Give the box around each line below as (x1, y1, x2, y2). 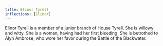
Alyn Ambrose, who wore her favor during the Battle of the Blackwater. (5, 35, 147, 41)
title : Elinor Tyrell (5, 7, 49, 12)
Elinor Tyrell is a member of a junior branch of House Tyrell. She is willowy (5, 25, 154, 31)
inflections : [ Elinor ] (5, 12, 51, 16)
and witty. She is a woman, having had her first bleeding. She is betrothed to (5, 30, 158, 36)
